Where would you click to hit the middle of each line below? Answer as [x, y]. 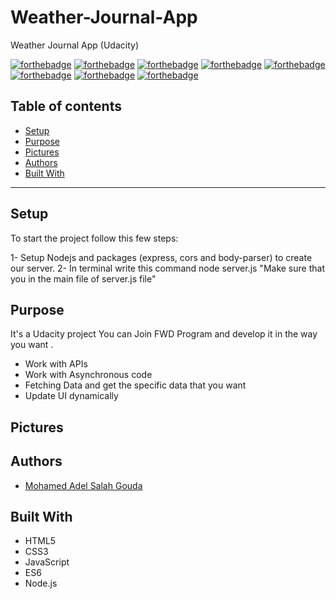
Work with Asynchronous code [88, 375]
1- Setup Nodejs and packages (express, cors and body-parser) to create [161, 257]
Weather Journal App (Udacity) [75, 45]
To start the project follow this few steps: [94, 238]
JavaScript [47, 562]
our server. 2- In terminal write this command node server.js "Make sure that [167, 268]
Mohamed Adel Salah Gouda [83, 485]
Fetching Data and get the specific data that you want [135, 385]
